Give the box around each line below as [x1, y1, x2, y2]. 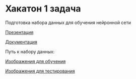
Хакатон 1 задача [5, 3, 82, 14]
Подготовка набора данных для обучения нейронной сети [5, 19, 131, 25]
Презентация [5, 29, 34, 35]
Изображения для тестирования [5, 68, 75, 74]
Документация [5, 38, 38, 45]
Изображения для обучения [5, 58, 66, 64]
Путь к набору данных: [5, 48, 55, 54]
